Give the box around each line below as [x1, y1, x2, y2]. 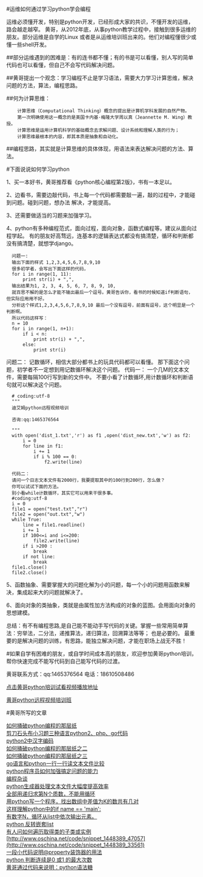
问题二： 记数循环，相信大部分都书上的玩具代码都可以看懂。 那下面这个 [6, 358, 185, 365]
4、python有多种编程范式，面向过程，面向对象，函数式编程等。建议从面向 [6, 225, 192, 232]
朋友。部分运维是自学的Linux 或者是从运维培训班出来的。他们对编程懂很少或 [6, 33, 197, 41]
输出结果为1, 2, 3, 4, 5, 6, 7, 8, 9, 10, [12, 283, 116, 289]
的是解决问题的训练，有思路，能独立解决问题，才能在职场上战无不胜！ [11, 637, 187, 644]
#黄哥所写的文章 [6, 709, 47, 716]
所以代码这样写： [12, 315, 48, 321]
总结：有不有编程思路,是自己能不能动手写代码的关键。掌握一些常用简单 [6, 622, 184, 629]
